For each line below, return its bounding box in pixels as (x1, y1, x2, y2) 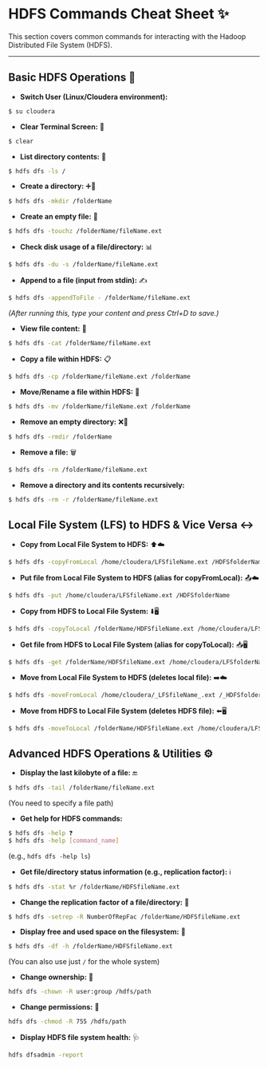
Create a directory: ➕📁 (19, 181, 97, 191)
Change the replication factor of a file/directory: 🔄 (19, 897, 190, 907)
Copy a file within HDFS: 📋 (19, 354, 112, 364)
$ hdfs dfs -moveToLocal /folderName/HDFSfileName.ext (8, 725, 195, 733)
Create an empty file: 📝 (19, 212, 98, 222)
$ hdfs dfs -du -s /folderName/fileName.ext (8, 261, 159, 269)
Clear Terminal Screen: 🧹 (19, 121, 105, 132)
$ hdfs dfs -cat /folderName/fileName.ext (8, 339, 152, 347)
